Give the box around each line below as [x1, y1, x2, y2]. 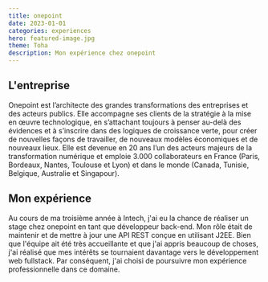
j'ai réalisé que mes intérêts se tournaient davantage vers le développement [8, 247, 259, 257]
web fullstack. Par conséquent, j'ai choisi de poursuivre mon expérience [8, 255, 247, 265]
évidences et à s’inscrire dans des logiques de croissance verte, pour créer [8, 125, 258, 135]
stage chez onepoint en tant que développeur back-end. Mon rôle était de [8, 222, 253, 231]
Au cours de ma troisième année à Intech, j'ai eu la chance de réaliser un [8, 213, 249, 223]
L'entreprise [8, 79, 71, 92]
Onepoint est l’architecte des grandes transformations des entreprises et [8, 100, 249, 109]
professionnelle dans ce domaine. [8, 264, 120, 274]
